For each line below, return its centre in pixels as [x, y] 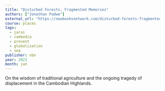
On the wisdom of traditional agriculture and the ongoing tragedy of [74, 78]
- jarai [17, 32]
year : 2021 [16, 60]
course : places [21, 23]
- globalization [26, 46]
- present [19, 42]
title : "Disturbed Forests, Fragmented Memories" [57, 10]
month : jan [16, 64]
